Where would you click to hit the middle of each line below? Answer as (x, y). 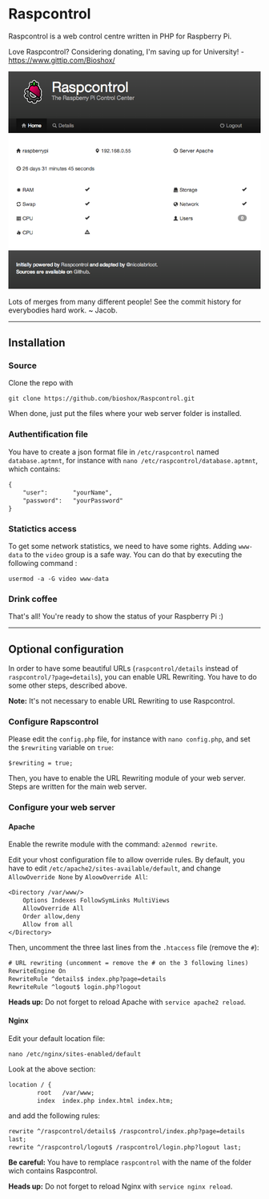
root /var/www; (66, 1092)
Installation (37, 343)
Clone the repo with (41, 383)
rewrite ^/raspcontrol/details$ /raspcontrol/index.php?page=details (127, 1131)
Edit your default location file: (57, 1038)
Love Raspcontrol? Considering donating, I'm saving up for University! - (126, 51)
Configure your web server (62, 808)
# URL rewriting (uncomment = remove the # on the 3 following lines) (128, 963)
